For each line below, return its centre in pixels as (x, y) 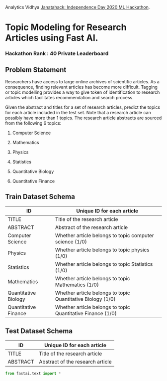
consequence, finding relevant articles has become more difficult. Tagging (81, 87)
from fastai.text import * (33, 374)
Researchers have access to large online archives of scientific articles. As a (83, 81)
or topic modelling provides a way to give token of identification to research (83, 92)
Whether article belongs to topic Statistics (104, 264)
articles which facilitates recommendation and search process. (69, 97)
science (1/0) (71, 241)
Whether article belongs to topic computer (104, 235)
